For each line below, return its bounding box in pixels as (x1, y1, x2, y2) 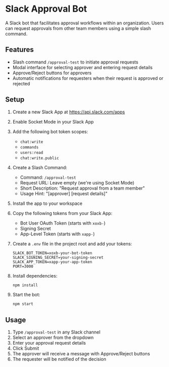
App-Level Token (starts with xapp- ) (20, 231, 95, 237)
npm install (12, 283, 38, 288)
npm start (12, 301, 34, 307)
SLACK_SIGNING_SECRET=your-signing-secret (12, 255, 104, 260)
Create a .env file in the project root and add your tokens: (12, 240, 133, 247)
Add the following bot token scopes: (12, 128, 89, 135)
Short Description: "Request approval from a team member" (20, 185, 145, 191)
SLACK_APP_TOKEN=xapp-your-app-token (12, 259, 93, 264)
